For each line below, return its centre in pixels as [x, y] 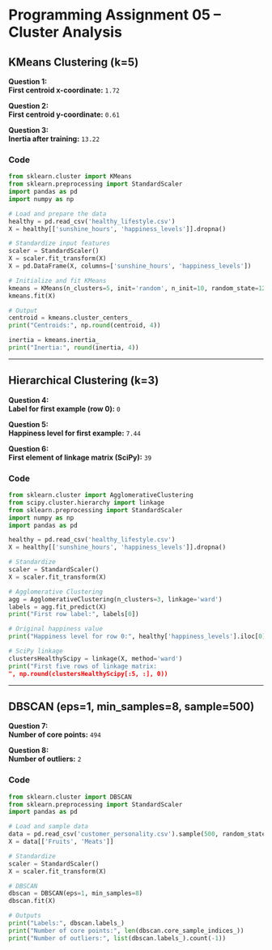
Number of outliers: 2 [45, 759]
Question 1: [28, 81]
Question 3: [29, 130]
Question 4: [29, 400]
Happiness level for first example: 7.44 [75, 433]
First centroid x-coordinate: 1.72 [64, 90]
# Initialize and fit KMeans [57, 280]
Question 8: [29, 751]
